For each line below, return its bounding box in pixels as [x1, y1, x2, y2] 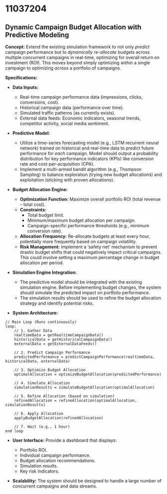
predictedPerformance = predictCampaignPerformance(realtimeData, [14, 354, 155, 359]
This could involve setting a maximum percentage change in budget [19, 255, 160, 260]
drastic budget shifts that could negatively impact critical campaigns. [19, 249, 162, 255]
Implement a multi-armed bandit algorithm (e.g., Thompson [19, 166, 142, 172]
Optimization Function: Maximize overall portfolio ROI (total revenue [19, 196, 161, 202]
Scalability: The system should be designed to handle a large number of [12, 478, 162, 484]
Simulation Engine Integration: [12, 270, 77, 275]
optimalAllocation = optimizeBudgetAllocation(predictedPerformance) [14, 372, 162, 377]
